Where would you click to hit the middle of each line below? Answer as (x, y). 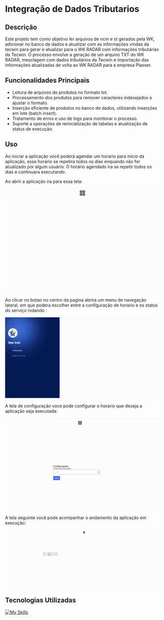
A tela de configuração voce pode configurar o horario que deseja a (74, 406)
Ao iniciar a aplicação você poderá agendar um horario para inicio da (75, 156)
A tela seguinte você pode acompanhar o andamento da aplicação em (76, 517)
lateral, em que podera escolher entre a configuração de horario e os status (82, 305)
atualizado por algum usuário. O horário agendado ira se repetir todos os (79, 167)
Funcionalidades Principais (47, 80)
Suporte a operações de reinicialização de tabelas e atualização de (80, 123)
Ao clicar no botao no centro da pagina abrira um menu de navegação (76, 300)
